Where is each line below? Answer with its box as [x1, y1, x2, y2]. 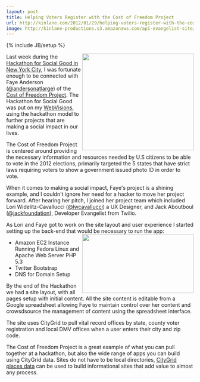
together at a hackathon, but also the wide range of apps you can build [6, 350, 180, 357]
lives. [6, 130, 19, 137]
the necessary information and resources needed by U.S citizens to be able [6, 153, 191, 161]
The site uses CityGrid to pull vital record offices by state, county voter [6, 319, 180, 326]
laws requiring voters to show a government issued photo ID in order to [6, 167, 181, 174]
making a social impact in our [6, 123, 79, 130]
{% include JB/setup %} [6, 42, 65, 49]
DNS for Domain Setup [14, 271, 71, 278]
